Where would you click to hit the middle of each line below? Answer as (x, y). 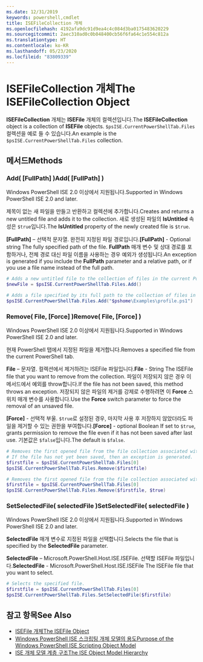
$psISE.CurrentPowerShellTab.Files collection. (65, 140)
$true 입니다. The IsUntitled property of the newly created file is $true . (104, 227)
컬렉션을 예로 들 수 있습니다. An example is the (61, 133)
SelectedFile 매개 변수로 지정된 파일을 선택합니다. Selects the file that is (92, 539)
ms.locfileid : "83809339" (39, 57)
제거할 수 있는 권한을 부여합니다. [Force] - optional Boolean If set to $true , (107, 426)
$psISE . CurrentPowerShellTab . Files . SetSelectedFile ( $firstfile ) (89, 595)
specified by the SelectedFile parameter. (57, 546)
